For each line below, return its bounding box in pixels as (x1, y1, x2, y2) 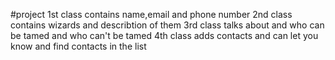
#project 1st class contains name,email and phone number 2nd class (10, 9, 293, 20)
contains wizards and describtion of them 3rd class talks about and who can (10, 19, 325, 31)
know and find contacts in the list (10, 40, 147, 52)
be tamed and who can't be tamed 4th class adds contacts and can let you (10, 30, 319, 41)
